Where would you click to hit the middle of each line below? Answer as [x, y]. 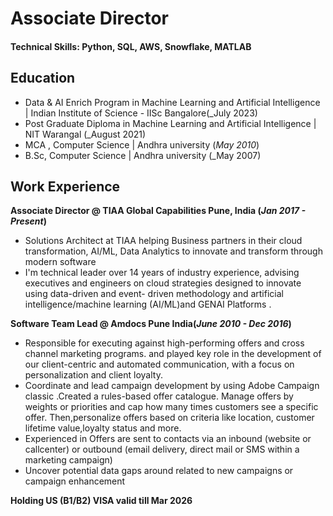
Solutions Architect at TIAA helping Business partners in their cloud [163, 241]
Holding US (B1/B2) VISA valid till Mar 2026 [101, 501]
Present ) [28, 221]
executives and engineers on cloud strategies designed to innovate [163, 283]
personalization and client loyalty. [93, 375]
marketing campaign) [68, 460]
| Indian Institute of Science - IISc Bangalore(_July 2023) [141, 113]
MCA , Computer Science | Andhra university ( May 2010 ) [142, 144]
